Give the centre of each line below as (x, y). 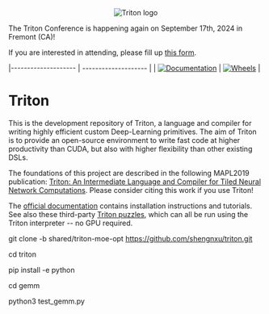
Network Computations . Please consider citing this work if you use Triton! (131, 190)
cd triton (22, 254)
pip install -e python (42, 270)
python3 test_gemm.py (46, 301)
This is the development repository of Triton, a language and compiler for (130, 123)
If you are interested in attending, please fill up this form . (103, 52)
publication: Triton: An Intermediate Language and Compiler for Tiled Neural (134, 182)
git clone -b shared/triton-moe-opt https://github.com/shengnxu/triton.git (130, 238)
